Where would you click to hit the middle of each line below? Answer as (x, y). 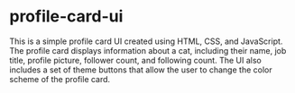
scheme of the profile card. (60, 79)
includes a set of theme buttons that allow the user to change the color (141, 70)
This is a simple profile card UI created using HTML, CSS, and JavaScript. (146, 41)
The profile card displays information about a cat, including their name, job (148, 50)
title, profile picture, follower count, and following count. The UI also (135, 60)
